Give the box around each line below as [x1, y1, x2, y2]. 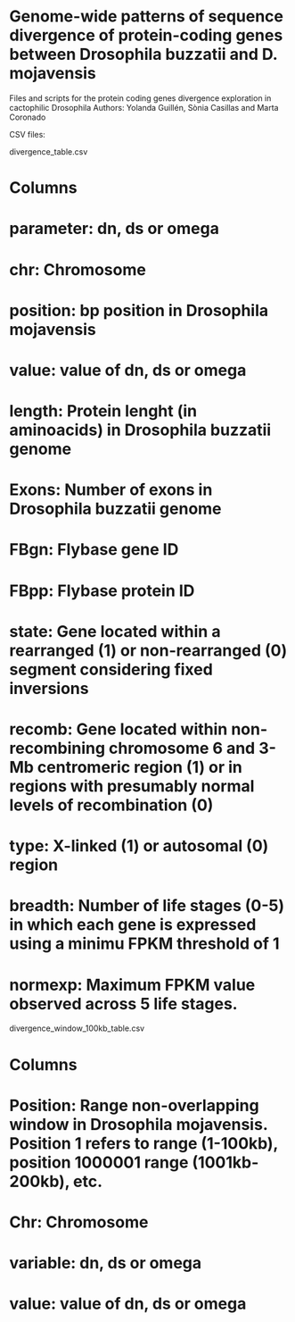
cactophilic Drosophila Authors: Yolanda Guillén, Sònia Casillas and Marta [9, 102, 279, 113]
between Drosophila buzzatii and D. [9, 45, 278, 64]
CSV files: [9, 129, 46, 139]
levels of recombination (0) [9, 795, 214, 815]
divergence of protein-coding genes [9, 25, 283, 46]
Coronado [9, 112, 46, 122]
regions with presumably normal [9, 776, 255, 796]
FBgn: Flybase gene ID [9, 540, 179, 560]
